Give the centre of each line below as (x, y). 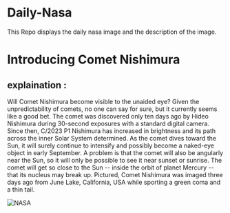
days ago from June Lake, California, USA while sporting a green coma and (114, 182)
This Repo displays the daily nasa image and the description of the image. (112, 32)
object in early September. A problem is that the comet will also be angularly (115, 152)
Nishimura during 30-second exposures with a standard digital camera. (108, 123)
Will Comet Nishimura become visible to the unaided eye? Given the (103, 101)
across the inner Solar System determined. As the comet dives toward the (112, 138)
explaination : (37, 85)
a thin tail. (21, 189)
